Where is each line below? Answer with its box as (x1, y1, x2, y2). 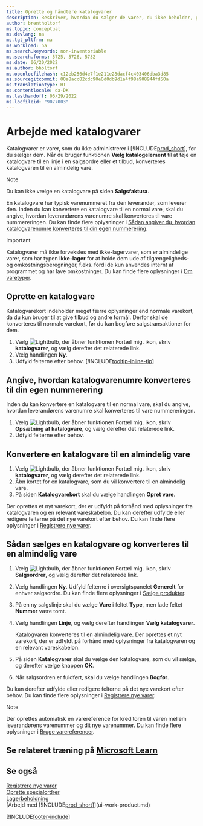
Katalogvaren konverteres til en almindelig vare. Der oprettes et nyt (14, 631, 182, 638)
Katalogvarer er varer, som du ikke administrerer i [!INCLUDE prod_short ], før (6, 144, 196, 152)
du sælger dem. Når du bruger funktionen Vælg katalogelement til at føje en (6, 151, 197, 158)
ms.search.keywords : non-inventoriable (6, 48, 107, 54)
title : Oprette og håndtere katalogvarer (6, 8, 112, 15)
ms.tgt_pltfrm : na (6, 37, 53, 43)
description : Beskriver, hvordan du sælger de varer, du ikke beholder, (6, 15, 193, 21)
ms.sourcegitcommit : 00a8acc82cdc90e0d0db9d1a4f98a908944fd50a (6, 76, 169, 82)
